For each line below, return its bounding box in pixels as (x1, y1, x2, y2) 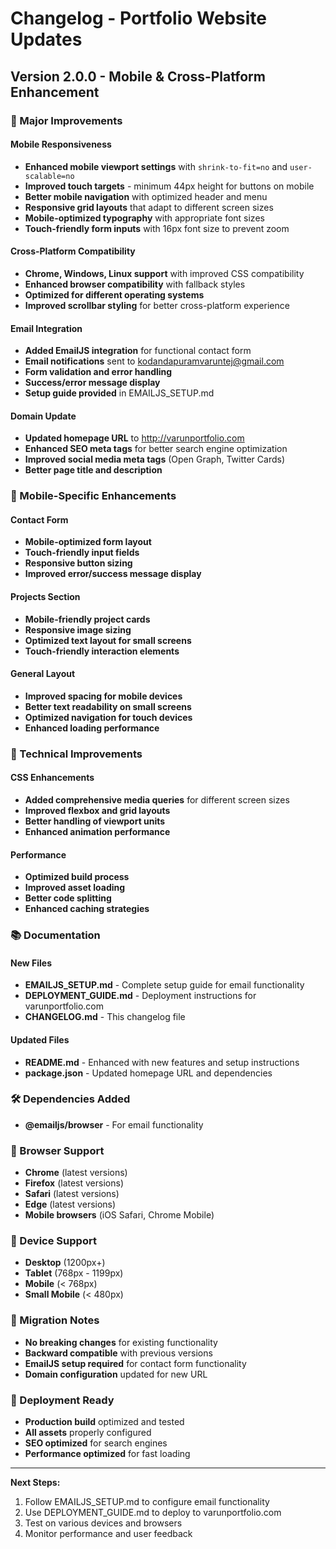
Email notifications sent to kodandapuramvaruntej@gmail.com (24, 355, 285, 367)
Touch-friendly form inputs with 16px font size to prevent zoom (24, 222, 290, 234)
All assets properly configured (24, 1426, 152, 1438)
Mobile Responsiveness (10, 138, 112, 151)
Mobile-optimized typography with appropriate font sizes (24, 212, 265, 224)
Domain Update (10, 410, 77, 422)
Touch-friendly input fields (24, 547, 140, 559)
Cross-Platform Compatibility (10, 245, 136, 257)
